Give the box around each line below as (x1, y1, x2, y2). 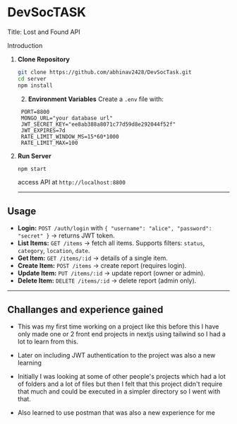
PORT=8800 (20, 108, 50, 115)
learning (17, 358, 42, 367)
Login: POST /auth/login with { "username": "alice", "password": (17, 224, 212, 232)
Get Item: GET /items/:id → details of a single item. (17, 254, 168, 262)
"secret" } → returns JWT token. (17, 231, 115, 240)
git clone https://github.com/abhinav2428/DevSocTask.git (17, 69, 192, 76)
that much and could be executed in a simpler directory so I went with (17, 387, 221, 396)
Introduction (7, 41, 43, 49)
